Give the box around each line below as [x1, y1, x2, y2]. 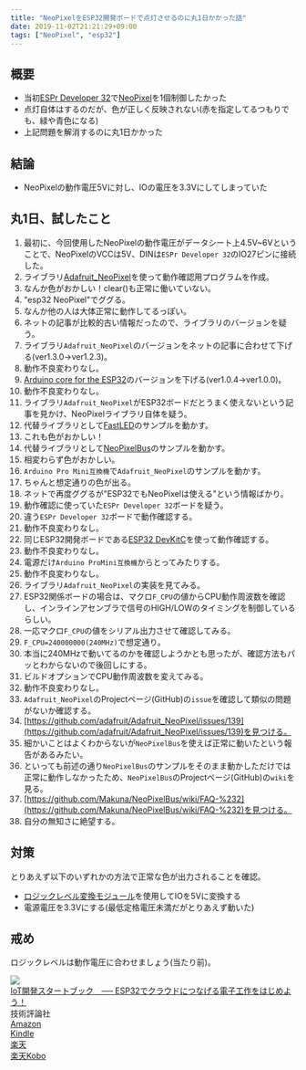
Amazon [10, 1019, 42, 1030]
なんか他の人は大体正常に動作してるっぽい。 [23, 305, 192, 316]
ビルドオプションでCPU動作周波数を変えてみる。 [23, 670, 209, 681]
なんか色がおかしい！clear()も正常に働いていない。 [23, 282, 217, 293]
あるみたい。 [39, 749, 88, 760]
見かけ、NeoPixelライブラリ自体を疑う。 [39, 408, 192, 419]
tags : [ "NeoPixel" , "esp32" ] [10, 30, 121, 39]
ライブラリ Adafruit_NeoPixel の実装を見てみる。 [23, 579, 206, 590]
